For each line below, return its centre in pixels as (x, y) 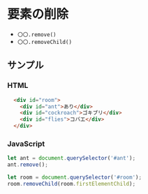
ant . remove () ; (28, 165)
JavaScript (26, 144)
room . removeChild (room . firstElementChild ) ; (72, 184)
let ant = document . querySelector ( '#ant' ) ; (72, 158)
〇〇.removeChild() (44, 42)
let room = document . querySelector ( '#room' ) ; (74, 178)
